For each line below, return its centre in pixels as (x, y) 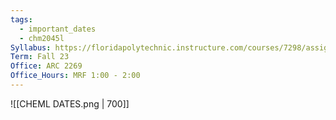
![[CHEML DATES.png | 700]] (70, 103)
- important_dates (58, 29)
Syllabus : (31, 47)
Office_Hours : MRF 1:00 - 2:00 (75, 76)
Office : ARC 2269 (46, 66)
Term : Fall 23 (40, 57)
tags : (21, 19)
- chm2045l (42, 38)
